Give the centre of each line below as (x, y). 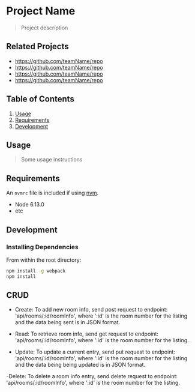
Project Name (41, 11)
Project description (44, 28)
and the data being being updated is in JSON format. (80, 365)
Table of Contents (40, 99)
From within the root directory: (44, 260)
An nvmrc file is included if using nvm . (52, 193)
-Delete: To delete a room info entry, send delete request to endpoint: (92, 376)
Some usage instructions (52, 160)
